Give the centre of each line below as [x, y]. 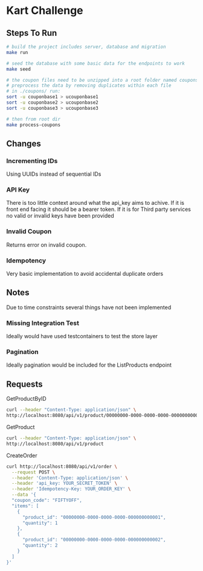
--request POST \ [34, 472]
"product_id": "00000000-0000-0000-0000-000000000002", [94, 540]
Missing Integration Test [43, 323]
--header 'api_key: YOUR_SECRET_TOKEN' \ [65, 483]
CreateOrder [22, 455]
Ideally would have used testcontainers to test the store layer [82, 336]
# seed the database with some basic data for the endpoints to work [96, 63]
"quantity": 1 [40, 523]
